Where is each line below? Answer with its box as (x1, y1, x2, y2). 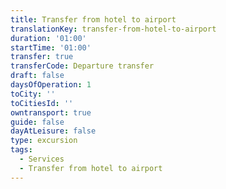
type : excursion (10, 136, 78, 146)
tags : (10, 145, 33, 155)
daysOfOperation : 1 (10, 80, 92, 90)
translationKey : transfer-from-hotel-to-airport (10, 24, 217, 34)
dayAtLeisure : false (10, 126, 97, 136)
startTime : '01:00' (10, 42, 92, 53)
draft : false (10, 71, 65, 81)
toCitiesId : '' (10, 98, 74, 108)
